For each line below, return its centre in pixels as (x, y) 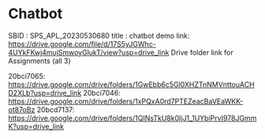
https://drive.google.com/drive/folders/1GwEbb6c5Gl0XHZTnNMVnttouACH (131, 85)
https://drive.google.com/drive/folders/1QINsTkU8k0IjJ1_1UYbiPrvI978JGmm (132, 118)
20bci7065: (27, 76)
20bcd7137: (56, 109)
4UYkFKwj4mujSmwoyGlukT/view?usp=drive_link (89, 52)
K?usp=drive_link (36, 126)
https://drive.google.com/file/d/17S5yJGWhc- (82, 43)
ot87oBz (22, 109)
